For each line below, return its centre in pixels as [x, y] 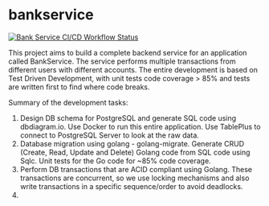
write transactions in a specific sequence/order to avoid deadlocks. [131, 186]
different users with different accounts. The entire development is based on [133, 69]
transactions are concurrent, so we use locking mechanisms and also [134, 178]
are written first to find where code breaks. [79, 87]
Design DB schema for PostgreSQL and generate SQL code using [128, 117]
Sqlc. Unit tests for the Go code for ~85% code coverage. [115, 161]
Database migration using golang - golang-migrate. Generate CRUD [132, 143]
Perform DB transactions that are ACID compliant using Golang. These [136, 169]
